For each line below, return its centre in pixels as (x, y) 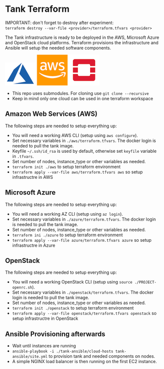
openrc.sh (22, 288)
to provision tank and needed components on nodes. (102, 356)
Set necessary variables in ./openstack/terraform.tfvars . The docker (83, 292)
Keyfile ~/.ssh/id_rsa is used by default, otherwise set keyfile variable (84, 151)
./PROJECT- (145, 283)
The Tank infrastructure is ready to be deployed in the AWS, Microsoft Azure (82, 37)
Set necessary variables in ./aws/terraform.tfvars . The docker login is (84, 141)
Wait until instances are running (44, 346)
